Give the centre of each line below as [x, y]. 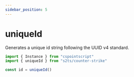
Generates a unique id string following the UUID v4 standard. [67, 48]
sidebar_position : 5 [26, 10]
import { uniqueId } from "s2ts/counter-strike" [56, 61]
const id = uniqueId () [28, 70]
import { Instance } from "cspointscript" [49, 56]
